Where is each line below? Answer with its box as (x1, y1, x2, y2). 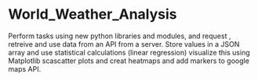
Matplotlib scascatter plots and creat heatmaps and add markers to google (8, 56, 249, 65)
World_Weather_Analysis (8, 5, 178, 23)
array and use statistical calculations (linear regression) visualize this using (8, 48, 251, 57)
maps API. (8, 64, 42, 73)
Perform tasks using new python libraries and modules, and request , (8, 31, 231, 40)
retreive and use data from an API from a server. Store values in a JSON (8, 39, 240, 48)
